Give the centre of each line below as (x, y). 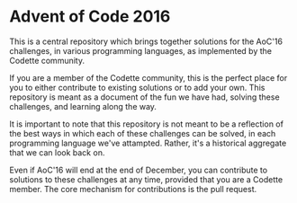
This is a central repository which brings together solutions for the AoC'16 (146, 41)
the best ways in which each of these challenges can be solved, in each (143, 133)
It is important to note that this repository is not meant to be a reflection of (146, 124)
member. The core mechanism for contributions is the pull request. (133, 189)
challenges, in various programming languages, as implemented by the (141, 50)
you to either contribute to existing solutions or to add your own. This (137, 87)
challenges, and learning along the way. (83, 106)
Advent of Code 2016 (90, 17)
